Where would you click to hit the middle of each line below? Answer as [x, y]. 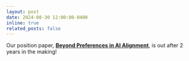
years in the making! [31, 52]
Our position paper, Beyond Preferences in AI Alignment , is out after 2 [95, 45]
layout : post [23, 12]
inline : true [23, 23]
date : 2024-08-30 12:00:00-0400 [47, 17]
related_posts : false [34, 28]
